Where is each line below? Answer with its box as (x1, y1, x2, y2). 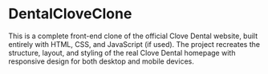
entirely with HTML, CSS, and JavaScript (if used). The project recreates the (8, 39, 261, 49)
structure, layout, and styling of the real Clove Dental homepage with (8, 48, 236, 57)
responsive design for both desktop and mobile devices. (8, 56, 194, 66)
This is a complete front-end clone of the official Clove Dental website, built (8, 31, 258, 41)
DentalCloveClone (8, 5, 132, 23)
